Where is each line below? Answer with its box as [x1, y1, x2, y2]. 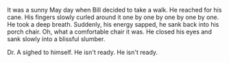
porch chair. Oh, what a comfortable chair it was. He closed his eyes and [7, 27, 213, 36]
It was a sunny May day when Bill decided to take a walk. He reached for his [7, 6, 222, 14]
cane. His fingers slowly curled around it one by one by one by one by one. [7, 13, 219, 21]
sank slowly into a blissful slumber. [7, 35, 106, 43]
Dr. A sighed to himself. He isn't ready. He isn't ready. [7, 48, 158, 56]
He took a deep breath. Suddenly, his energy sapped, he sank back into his [7, 21, 219, 28]
